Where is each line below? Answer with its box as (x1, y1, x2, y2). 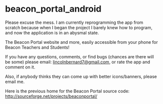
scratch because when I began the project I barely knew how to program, (5, 24, 153, 30)
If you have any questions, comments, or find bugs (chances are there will (5, 53, 154, 59)
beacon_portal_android (5, 3, 102, 15)
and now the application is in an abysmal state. (5, 30, 99, 35)
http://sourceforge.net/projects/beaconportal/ (5, 93, 98, 99)
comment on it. (5, 64, 36, 70)
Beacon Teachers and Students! (5, 44, 70, 50)
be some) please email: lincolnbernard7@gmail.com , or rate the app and (5, 59, 150, 65)
